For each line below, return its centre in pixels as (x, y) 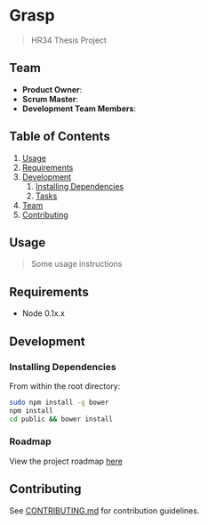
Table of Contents (60, 137)
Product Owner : (52, 89)
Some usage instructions (76, 264)
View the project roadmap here (66, 461)
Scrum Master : (50, 99)
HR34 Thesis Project (68, 40)
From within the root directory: (65, 386)
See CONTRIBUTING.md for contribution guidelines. (104, 510)
